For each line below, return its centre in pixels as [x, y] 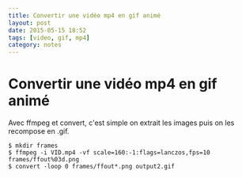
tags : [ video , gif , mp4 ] [49, 38]
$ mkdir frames [33, 146]
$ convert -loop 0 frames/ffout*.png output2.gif [92, 167]
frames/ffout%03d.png [44, 160]
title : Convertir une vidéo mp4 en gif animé [84, 15]
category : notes [35, 45]
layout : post [30, 23]
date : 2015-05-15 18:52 [47, 30]
